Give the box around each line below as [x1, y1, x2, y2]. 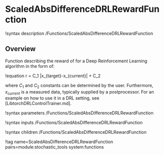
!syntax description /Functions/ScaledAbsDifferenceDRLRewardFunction [5, 30, 154, 36]
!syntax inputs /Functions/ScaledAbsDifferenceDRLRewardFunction [5, 120, 143, 126]
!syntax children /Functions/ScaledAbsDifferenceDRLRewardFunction [5, 129, 147, 135]
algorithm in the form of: [5, 63, 55, 69]
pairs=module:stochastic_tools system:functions [5, 144, 104, 150]
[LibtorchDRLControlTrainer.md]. [5, 101, 72, 106]
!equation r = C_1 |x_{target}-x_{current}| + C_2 [5, 73, 101, 79]
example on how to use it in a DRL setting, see [5, 95, 100, 101]
